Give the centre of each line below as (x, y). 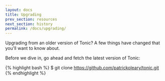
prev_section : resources (31, 19)
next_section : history (29, 24)
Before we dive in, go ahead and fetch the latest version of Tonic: (73, 58)
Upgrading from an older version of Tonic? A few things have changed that (82, 43)
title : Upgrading (23, 15)
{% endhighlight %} (26, 73)
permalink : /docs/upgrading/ (36, 29)
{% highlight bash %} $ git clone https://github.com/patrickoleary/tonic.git (82, 68)
